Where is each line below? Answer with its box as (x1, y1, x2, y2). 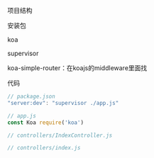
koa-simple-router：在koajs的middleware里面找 (7, 64, 148, 72)
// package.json (7, 93, 55, 100)
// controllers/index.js (7, 145, 81, 152)
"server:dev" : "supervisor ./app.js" (7, 99, 119, 106)
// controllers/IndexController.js (7, 132, 113, 139)
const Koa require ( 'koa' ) (7, 119, 84, 126)
